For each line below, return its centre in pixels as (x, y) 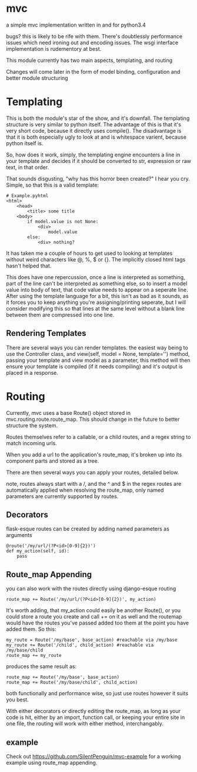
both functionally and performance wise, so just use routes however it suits (97, 694)
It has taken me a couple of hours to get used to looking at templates (89, 253)
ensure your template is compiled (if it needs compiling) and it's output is (95, 366)
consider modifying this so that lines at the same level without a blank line (96, 308)
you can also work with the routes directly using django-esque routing (91, 588)
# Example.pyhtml (27, 196)
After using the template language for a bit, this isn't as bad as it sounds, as (98, 296)
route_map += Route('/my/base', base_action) (63, 678)
